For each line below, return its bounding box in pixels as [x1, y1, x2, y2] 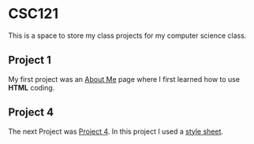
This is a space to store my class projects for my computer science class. [8, 31, 247, 40]
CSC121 [8, 5, 59, 23]
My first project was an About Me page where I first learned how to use [8, 74, 241, 83]
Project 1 [8, 54, 51, 67]
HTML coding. [8, 83, 55, 92]
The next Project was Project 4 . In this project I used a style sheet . [8, 127, 223, 136]
